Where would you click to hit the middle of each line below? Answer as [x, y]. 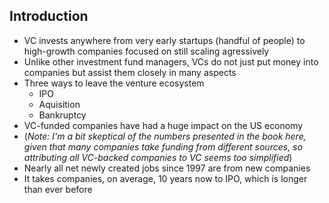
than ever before [58, 189]
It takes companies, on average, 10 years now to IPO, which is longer [165, 178]
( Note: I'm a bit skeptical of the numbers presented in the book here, [165, 136]
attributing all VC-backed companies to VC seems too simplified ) [158, 157]
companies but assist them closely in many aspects [130, 72]
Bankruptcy [62, 115]
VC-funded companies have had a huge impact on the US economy [163, 125]
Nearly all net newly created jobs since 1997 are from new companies [167, 168]
